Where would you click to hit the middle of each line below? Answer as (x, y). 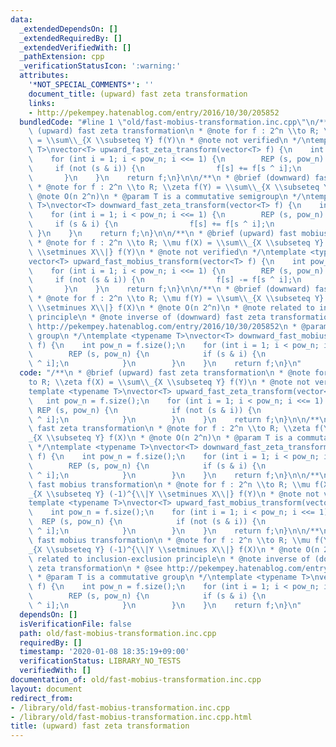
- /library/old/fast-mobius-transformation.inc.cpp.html (131, 717)
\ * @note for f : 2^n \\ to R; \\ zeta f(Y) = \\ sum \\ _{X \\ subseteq (174, 187)
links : (42, 103)
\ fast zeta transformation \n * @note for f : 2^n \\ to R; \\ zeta (169, 429)
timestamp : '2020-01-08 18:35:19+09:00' (104, 652)
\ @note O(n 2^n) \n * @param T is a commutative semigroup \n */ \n (169, 196)
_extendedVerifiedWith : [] (75, 47)
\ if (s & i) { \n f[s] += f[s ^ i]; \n (151, 224)
